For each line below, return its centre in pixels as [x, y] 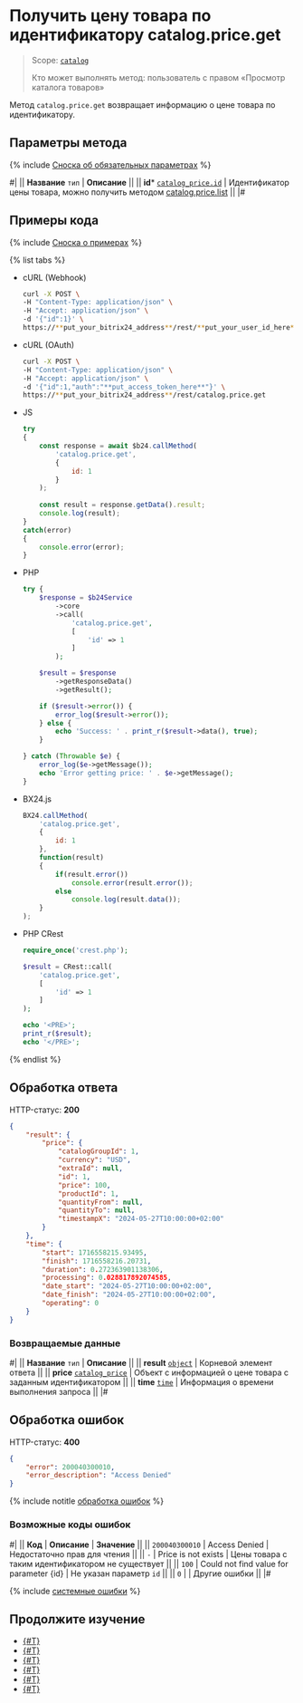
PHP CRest [43, 934]
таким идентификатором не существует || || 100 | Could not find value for [149, 1563]
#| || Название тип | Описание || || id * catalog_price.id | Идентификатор [149, 182]
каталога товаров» [68, 87]
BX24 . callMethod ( [55, 815]
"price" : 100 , [84, 1185]
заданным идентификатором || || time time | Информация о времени [142, 1381]
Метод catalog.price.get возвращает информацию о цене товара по [142, 104]
